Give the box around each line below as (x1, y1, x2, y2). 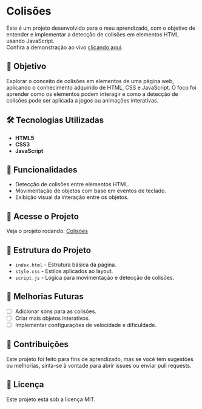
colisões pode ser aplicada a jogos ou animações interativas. (6, 96, 159, 104)
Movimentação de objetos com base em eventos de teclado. (15, 187, 167, 195)
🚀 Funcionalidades (6, 164, 78, 175)
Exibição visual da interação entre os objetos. (15, 194, 129, 201)
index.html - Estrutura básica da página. (15, 261, 116, 268)
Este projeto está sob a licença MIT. (6, 396, 96, 403)
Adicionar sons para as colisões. (15, 308, 97, 315)
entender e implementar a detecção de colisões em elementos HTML (6, 30, 180, 38)
